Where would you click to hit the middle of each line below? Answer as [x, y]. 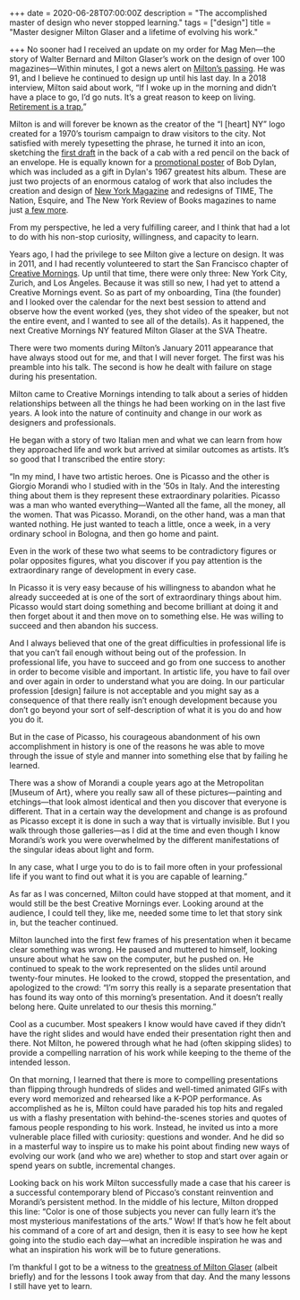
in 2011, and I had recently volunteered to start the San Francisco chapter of [149, 264]
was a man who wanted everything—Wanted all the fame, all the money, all [148, 505]
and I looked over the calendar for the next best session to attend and [138, 302]
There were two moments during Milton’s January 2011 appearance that [141, 348]
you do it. [27, 719]
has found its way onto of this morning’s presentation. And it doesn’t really [146, 997]
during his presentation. [53, 377]
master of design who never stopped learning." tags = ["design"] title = [140, 22]
